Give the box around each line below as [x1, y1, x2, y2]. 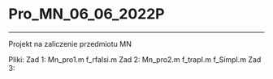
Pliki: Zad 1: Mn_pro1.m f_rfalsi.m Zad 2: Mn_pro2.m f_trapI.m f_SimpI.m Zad [8, 54, 262, 64]
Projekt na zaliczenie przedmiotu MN [8, 39, 132, 48]
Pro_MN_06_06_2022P [8, 5, 165, 23]
